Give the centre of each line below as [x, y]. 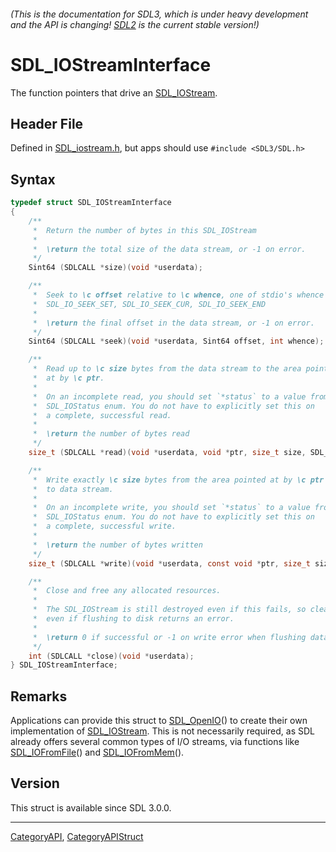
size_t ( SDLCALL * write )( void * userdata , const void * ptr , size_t [169, 563]
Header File [47, 123]
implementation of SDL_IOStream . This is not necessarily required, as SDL [163, 731]
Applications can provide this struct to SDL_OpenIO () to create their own [159, 721]
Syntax [33, 179]
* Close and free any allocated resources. [127, 591]
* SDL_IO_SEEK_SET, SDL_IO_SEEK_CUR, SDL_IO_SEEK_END [149, 304]
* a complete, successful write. [104, 526]
